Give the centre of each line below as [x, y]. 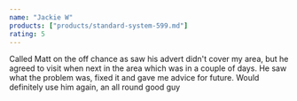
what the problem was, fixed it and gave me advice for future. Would [134, 78]
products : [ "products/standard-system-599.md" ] [99, 26]
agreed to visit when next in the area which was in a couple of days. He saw [148, 68]
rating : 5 [27, 34]
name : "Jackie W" [41, 17]
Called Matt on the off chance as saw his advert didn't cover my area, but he [149, 59]
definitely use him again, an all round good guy [95, 87]
